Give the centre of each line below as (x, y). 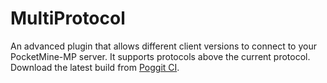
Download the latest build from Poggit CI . (95, 67)
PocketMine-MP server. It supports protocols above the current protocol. (160, 56)
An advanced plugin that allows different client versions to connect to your (163, 46)
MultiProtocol (68, 18)
